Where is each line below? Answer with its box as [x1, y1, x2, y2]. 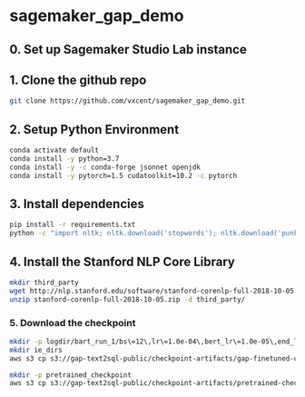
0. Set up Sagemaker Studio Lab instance [9, 42, 247, 57]
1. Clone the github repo [9, 72, 147, 87]
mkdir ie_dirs [9, 345, 64, 354]
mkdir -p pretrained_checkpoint [9, 370, 132, 380]
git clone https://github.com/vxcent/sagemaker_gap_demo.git [9, 96, 246, 105]
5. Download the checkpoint [9, 316, 136, 329]
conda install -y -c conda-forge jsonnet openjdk [9, 163, 202, 172]
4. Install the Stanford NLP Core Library [9, 253, 236, 269]
